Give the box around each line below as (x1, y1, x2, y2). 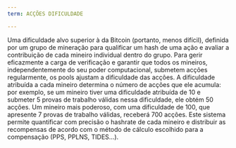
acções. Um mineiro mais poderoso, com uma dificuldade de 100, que (7, 102, 210, 111)
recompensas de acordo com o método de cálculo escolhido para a (7, 125, 204, 133)
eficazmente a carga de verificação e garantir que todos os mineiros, (7, 58, 208, 67)
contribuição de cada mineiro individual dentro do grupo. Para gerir (7, 51, 203, 59)
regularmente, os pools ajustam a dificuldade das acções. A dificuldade (7, 73, 216, 81)
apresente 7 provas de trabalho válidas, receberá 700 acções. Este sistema (7, 110, 226, 119)
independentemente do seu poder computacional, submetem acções (7, 65, 208, 74)
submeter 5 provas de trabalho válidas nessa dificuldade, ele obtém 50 (7, 95, 213, 104)
